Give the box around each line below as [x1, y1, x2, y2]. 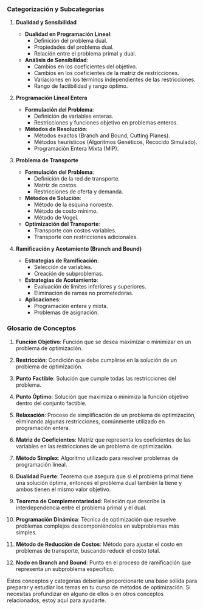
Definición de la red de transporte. [33, 175, 120, 182]
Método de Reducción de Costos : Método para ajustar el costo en [15, 540, 183, 548]
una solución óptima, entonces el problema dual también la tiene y [15, 479, 182, 486]
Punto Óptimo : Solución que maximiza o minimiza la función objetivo [15, 393, 189, 400]
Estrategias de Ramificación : [24, 257, 99, 264]
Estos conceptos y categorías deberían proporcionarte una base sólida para [7, 577, 198, 584]
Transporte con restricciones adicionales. [33, 234, 139, 241]
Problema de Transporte [15, 157, 78, 164]
